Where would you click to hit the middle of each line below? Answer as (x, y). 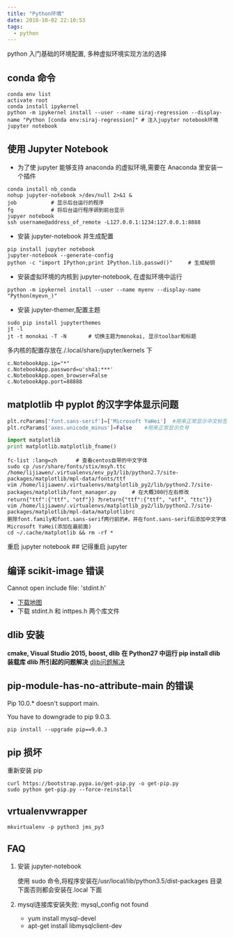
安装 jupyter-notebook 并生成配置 (65, 236)
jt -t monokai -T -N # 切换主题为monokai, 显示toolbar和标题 (102, 336)
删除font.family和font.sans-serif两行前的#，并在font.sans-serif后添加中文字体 (117, 520)
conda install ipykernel (43, 107)
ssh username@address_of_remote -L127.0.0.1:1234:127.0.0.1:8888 (104, 222)
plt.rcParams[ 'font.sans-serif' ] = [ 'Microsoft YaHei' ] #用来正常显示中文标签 (117, 421)
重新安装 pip (25, 770)
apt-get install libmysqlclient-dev (75, 926)
